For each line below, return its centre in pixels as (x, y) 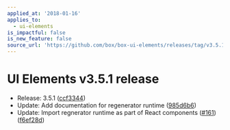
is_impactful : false (37, 32)
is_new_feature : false (39, 39)
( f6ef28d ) (30, 120)
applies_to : (24, 20)
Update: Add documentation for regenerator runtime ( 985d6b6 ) (107, 105)
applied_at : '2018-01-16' (44, 13)
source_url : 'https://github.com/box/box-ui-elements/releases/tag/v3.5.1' (117, 45)
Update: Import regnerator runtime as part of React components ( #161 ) (117, 112)
